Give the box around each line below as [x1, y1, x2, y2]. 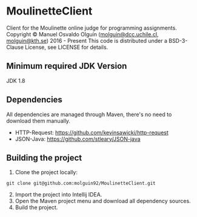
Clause [6, 44, 24, 51]
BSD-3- [169, 37, 188, 44]
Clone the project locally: [15, 169, 78, 176]
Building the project [6, 152, 82, 163]
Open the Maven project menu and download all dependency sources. [15, 198, 191, 205]
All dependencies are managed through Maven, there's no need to [6, 111, 172, 118]
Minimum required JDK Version [6, 61, 127, 71]
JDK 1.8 [6, 77, 25, 84]
